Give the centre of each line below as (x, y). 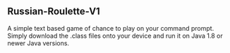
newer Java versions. (38, 43)
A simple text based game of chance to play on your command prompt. (111, 28)
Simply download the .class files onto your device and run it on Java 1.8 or (115, 36)
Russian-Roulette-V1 (54, 12)
